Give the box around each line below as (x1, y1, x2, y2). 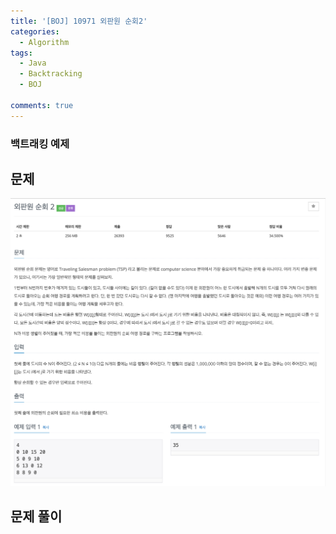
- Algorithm (19, 37, 70, 47)
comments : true (10, 100, 74, 110)
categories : (10, 26, 60, 37)
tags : (10, 48, 33, 58)
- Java (19, 58, 47, 69)
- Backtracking (19, 69, 83, 79)
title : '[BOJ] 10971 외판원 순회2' (10, 16, 148, 26)
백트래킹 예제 (10, 136, 70, 150)
